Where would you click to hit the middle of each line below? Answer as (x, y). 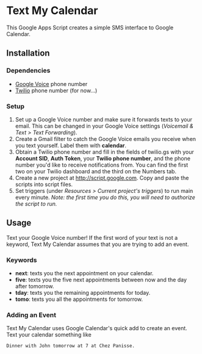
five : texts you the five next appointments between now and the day (101, 280)
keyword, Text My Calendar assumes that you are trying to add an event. (98, 244)
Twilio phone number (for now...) (56, 90)
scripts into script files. (44, 184)
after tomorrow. (34, 286)
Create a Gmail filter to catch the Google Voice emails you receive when (106, 139)
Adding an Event (31, 315)
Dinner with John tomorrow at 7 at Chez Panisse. (71, 346)
